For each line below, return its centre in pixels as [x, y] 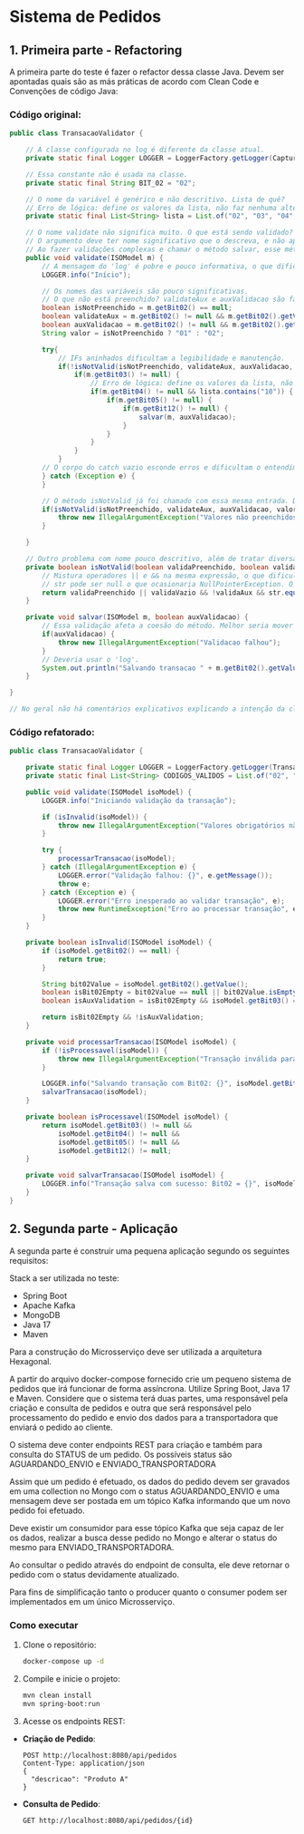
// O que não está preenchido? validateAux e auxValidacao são [163, 300]
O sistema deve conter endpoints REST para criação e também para [136, 1444]
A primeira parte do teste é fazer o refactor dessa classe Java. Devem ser [147, 72]
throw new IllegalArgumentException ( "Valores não [153, 518]
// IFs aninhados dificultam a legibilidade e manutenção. [171, 358]
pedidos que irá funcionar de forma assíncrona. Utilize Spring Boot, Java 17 [150, 1388]
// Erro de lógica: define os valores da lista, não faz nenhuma [152, 208]
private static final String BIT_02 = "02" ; [111, 183]
